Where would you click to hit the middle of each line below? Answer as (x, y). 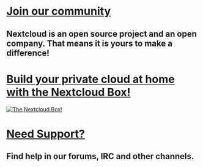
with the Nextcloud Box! (68, 92)
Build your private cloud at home (91, 79)
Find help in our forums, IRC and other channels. (100, 156)
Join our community (59, 11)
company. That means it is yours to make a (90, 43)
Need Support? (46, 134)
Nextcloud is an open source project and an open (102, 34)
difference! (28, 53)
